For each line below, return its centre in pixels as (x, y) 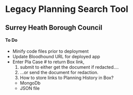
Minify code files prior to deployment (50, 51)
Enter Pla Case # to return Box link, (48, 62)
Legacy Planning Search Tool (67, 9)
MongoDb (30, 83)
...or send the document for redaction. (59, 72)
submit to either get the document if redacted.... (69, 67)
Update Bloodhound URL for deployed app (56, 56)
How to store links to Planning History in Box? (67, 78)
